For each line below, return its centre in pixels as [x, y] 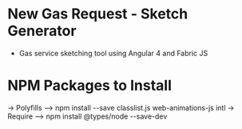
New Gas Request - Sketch [98, 14]
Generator [42, 31]
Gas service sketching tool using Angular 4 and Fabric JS [113, 53]
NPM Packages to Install [90, 86]
